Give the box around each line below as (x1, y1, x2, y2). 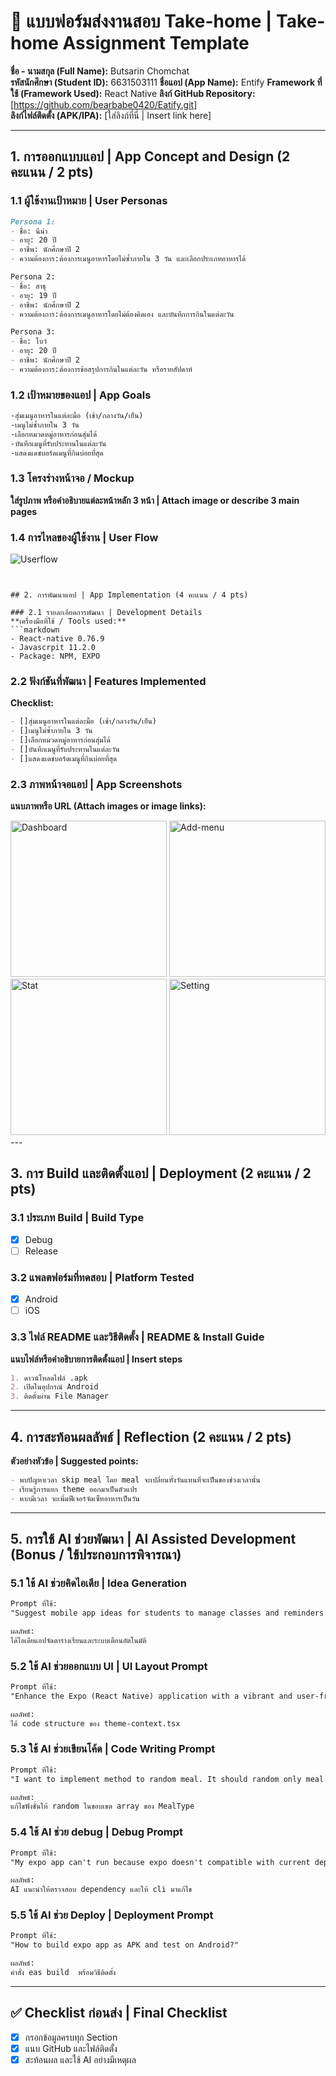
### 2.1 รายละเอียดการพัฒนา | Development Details (10, 608, 203, 618)
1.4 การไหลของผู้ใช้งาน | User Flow (10, 530, 159, 544)
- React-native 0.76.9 (10, 634, 105, 644)
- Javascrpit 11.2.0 (10, 643, 97, 653)
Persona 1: (10, 216, 56, 227)
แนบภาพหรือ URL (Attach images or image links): (10, 800, 207, 812)
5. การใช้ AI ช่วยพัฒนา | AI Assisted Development (10, 1530, 297, 1547)
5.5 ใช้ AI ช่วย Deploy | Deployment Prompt (10, 1908, 214, 1922)
